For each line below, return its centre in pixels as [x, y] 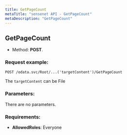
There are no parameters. [31, 104]
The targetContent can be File [35, 81]
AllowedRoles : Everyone [37, 127]
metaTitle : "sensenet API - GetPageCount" [48, 14]
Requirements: [23, 117]
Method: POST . [27, 50]
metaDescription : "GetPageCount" [39, 18]
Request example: [27, 62]
